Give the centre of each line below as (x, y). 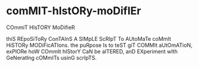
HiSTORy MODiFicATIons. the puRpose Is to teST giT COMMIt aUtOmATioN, (99, 45)
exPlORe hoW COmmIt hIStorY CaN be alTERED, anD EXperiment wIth (92, 51)
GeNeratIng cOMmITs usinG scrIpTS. (52, 58)
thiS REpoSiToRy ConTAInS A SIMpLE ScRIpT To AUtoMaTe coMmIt (89, 39)
